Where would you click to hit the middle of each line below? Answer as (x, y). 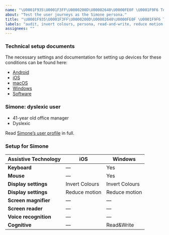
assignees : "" (20, 29)
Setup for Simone (27, 146)
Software (22, 94)
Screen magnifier (29, 201)
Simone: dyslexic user (33, 107)
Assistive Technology (34, 159)
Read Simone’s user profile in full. (40, 133)
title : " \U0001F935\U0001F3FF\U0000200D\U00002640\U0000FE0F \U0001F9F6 (83, 19)
